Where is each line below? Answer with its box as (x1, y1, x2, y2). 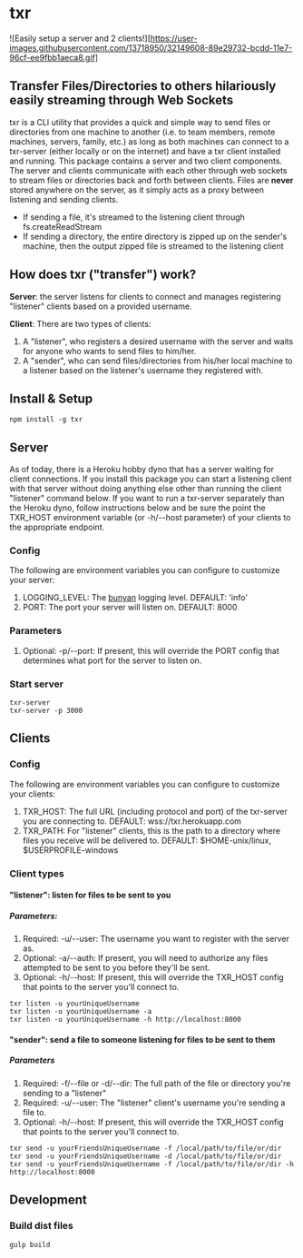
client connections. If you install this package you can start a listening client (9, 473, 292, 484)
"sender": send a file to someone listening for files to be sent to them (9, 1034, 276, 1045)
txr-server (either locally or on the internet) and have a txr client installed (9, 145, 281, 156)
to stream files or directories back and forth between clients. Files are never (9, 174, 294, 185)
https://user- (150, 33, 198, 44)
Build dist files (9, 1220, 74, 1233)
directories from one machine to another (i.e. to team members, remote (9, 126, 276, 137)
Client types (9, 867, 65, 879)
